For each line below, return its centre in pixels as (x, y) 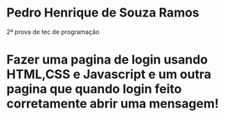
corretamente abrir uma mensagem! (113, 104)
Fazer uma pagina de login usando (107, 60)
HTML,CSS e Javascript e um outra (109, 75)
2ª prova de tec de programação (53, 32)
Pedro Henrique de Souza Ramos (103, 13)
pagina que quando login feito (94, 89)
